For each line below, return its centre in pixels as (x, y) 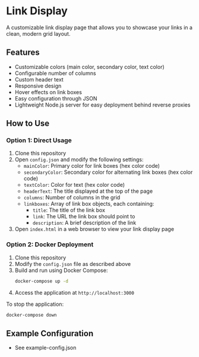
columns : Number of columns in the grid (72, 198)
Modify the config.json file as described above (73, 264)
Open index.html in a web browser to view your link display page (94, 229)
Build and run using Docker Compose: (61, 270)
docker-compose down (32, 315)
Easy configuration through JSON (56, 98)
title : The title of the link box (69, 210)
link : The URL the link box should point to (84, 217)
